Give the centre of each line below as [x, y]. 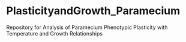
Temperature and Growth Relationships [55, 33]
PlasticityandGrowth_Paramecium [93, 11]
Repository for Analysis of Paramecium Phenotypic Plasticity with [87, 27]
